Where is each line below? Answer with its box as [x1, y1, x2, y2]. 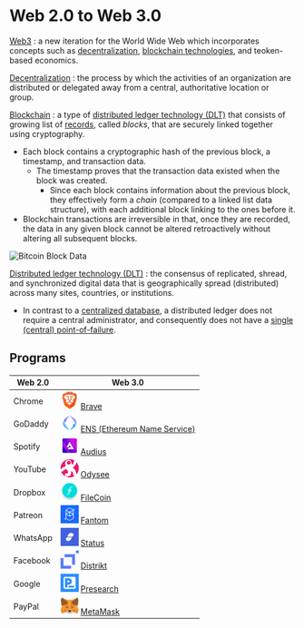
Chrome [13, 396, 44, 407]
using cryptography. [9, 128, 85, 139]
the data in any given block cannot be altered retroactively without [22, 223, 270, 234]
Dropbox [13, 486, 46, 497]
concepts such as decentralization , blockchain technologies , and [9, 44, 252, 55]
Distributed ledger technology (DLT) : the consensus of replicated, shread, [9, 268, 288, 279]
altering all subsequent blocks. [22, 232, 138, 243]
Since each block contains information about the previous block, [49, 184, 291, 195]
